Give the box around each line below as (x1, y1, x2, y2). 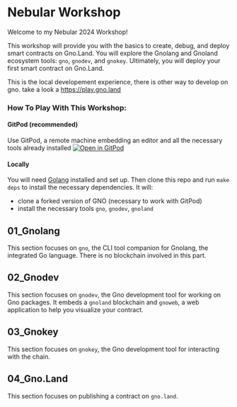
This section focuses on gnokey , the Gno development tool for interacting (7, 345, 219, 353)
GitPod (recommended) (7, 120, 79, 129)
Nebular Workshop (7, 4, 121, 21)
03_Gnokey (7, 326, 59, 338)
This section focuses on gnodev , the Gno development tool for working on (7, 290, 221, 299)
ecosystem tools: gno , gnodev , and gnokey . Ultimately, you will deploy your (7, 56, 221, 64)
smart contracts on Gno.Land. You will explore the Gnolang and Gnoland (7, 49, 218, 57)
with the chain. (7, 352, 51, 361)
